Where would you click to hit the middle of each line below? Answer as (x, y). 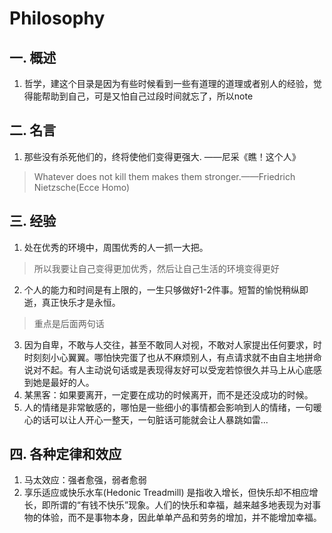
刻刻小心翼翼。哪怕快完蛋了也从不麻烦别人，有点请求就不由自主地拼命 (177, 357)
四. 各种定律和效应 (65, 454)
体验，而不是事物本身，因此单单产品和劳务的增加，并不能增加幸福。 (181, 518)
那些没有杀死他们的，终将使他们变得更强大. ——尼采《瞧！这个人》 (162, 156)
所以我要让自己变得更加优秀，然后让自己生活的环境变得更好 (156, 268)
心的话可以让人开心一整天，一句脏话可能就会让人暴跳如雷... (146, 419)
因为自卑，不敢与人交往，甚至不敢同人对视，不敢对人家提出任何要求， (168, 344)
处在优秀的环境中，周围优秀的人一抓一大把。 (116, 247)
